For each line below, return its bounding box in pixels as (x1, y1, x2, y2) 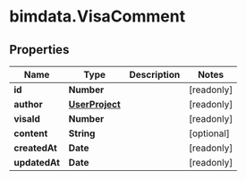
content (13, 127, 48, 140)
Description (129, 69, 181, 81)
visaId (13, 113, 40, 124)
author (13, 99, 43, 110)
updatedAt (13, 157, 61, 168)
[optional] (188, 127, 230, 140)
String (68, 127, 96, 140)
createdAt (13, 141, 58, 154)
